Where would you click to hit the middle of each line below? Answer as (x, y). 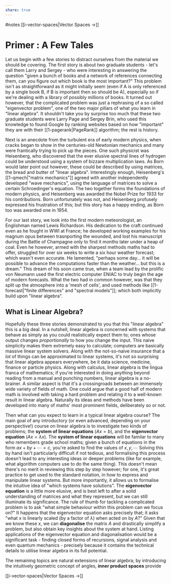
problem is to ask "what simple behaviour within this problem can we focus (84, 507)
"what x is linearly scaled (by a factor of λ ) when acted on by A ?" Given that (85, 518)
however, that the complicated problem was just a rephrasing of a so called (84, 103)
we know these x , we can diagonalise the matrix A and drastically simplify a (85, 524)
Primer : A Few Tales (50, 45)
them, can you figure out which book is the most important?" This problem (83, 81)
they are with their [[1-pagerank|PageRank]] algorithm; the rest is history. (82, 130)
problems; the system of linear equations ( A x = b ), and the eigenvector (82, 431)
